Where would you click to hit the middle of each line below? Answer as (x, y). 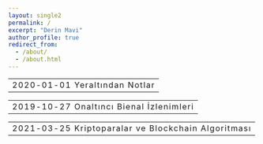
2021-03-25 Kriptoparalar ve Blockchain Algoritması (132, 128)
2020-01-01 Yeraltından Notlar (84, 85)
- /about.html (38, 60)
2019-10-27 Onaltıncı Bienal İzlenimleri (103, 106)
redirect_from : (33, 45)
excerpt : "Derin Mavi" (45, 30)
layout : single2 (35, 15)
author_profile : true (44, 37)
